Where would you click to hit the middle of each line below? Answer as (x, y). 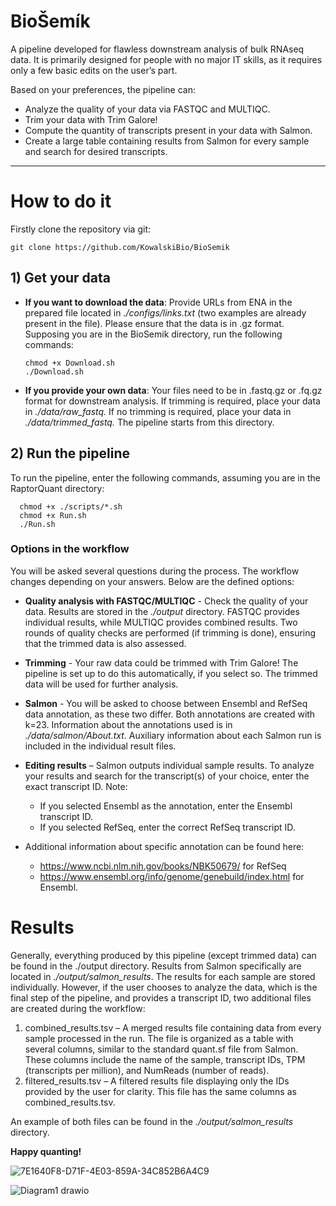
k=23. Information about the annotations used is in (128, 724)
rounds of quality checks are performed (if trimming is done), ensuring (170, 632)
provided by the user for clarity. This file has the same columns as (160, 1091)
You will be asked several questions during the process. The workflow (155, 571)
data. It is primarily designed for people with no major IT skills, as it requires (166, 59)
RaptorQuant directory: (57, 488)
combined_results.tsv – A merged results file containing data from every (173, 1027)
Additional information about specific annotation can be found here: (164, 846)
